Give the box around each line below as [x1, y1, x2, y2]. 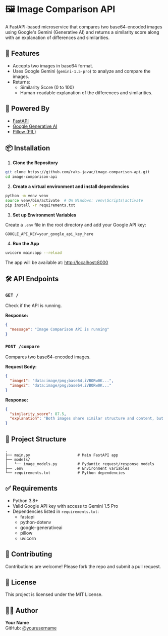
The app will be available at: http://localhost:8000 [5, 259, 108, 266]
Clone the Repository [12, 160, 58, 166]
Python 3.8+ [12, 497, 39, 504]
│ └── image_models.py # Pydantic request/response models [5, 462, 155, 467]
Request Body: [5, 364, 37, 370]
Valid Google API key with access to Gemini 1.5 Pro [12, 503, 119, 509]
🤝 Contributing [5, 550, 52, 558]
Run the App [12, 240, 39, 246]
